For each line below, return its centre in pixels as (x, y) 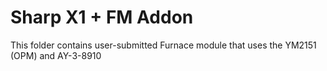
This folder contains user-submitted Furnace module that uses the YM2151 (163, 45)
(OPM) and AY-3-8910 (56, 55)
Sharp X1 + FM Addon (102, 17)
